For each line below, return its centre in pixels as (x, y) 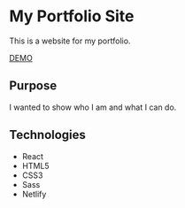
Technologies (48, 135)
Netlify (34, 194)
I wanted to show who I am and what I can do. (93, 107)
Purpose (33, 86)
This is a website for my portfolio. (70, 41)
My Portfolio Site (72, 16)
